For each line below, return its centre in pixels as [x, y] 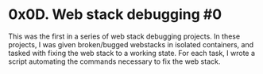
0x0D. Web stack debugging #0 [115, 15]
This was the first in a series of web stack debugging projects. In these [124, 36]
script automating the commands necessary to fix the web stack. [114, 61]
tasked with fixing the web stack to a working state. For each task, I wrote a [132, 53]
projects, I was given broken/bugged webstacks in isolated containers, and [131, 44]
